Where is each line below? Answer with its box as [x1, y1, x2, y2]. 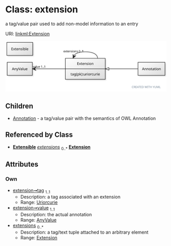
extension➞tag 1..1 [12, 187, 50, 195]
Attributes [5, 160, 38, 169]
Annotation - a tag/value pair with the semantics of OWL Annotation [12, 115, 156, 121]
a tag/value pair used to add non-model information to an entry [5, 21, 138, 27]
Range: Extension [20, 235, 58, 241]
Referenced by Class [5, 130, 73, 139]
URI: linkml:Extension [5, 30, 50, 37]
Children [5, 101, 33, 110]
